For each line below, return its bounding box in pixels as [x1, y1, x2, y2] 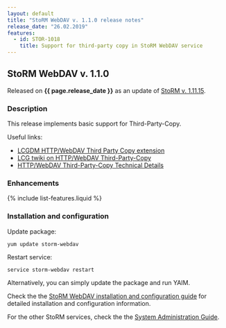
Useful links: [7, 133, 43, 141]
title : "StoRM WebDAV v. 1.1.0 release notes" [7, 17, 144, 24]
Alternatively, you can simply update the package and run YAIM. [7, 278, 191, 286]
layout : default [7, 10, 54, 17]
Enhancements [7, 178, 60, 188]
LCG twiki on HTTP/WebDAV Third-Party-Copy [17, 154, 151, 162]
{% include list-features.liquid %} [7, 194, 103, 202]
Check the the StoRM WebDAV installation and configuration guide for [7, 292, 207, 300]
